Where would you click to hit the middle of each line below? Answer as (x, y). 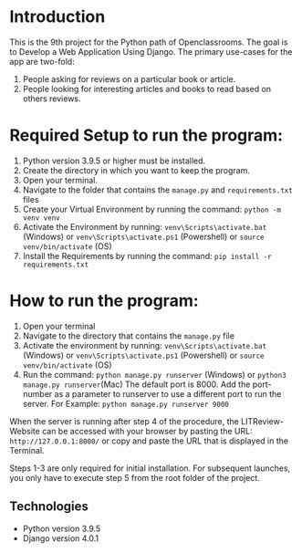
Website (25, 431)
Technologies (49, 507)
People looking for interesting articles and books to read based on (147, 89)
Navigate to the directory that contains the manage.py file (129, 336)
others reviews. (52, 99)
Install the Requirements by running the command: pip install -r (147, 256)
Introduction (57, 17)
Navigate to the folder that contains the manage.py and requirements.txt (158, 190)
